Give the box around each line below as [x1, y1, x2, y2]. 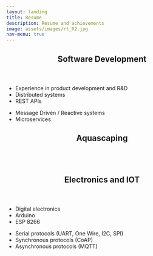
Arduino [15, 212, 35, 219]
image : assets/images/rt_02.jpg [6, 25, 88, 32]
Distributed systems [15, 91, 66, 98]
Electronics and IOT [64, 175, 140, 185]
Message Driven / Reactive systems [15, 109, 105, 116]
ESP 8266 [15, 218, 41, 226]
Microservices [15, 116, 52, 123]
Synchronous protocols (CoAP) [15, 237, 93, 244]
